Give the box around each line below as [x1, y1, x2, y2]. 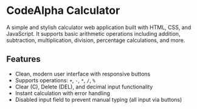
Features [6, 54, 41, 64]
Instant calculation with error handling [15, 89, 111, 97]
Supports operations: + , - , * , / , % [15, 76, 95, 84]
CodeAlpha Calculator [6, 4, 120, 18]
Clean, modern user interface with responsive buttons [15, 70, 151, 78]
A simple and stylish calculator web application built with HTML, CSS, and [6, 24, 192, 31]
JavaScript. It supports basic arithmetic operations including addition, [6, 30, 181, 37]
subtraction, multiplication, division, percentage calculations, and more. [6, 36, 185, 44]
